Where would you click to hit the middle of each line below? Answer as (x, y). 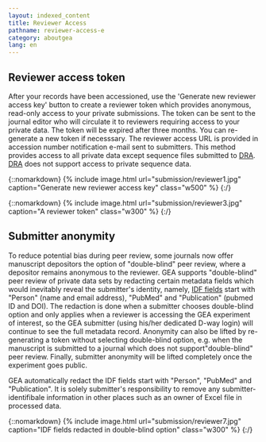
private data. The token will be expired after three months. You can (117, 130)
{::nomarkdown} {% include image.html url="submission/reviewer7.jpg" (125, 421)
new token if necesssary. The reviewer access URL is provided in (152, 138)
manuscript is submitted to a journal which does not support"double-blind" (131, 348)
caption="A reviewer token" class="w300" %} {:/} (90, 211)
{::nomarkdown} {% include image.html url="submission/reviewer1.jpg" (125, 179)
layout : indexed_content (49, 15)
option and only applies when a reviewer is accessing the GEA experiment (129, 314)
